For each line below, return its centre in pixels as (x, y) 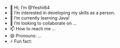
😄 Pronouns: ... (26, 36)
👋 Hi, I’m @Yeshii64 (30, 8)
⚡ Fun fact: (21, 41)
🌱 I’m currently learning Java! (40, 18)
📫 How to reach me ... (33, 29)
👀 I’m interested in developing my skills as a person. (62, 13)
